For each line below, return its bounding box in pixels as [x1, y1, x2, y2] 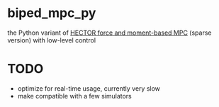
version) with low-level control [7, 35, 96, 44]
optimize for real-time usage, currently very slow [17, 84, 161, 93]
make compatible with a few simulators [17, 91, 133, 100]
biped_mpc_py [7, 5, 96, 21]
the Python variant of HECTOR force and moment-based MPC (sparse [7, 28, 212, 37]
